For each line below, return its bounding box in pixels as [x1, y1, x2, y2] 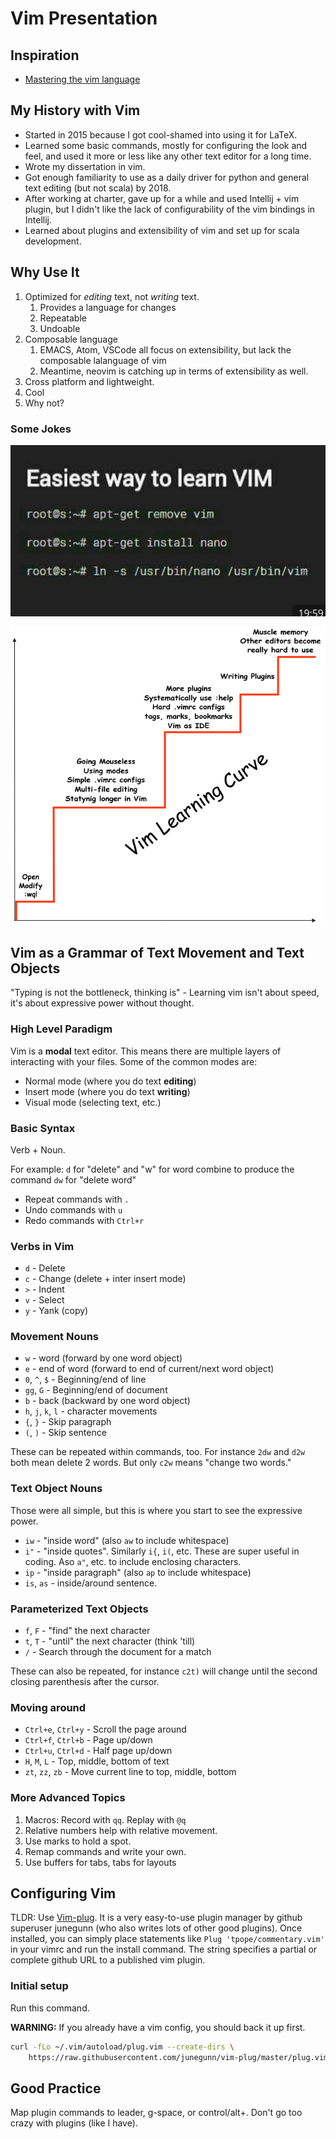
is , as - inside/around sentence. [24, 1577, 158, 1589]
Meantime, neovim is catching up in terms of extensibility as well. [39, 365, 309, 377]
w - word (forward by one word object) [24, 1352, 183, 1364]
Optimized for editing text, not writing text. [24, 290, 200, 302]
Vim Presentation [10, 7, 158, 30]
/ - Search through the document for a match [24, 1646, 212, 1658]
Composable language [24, 333, 118, 345]
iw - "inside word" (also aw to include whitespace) [24, 1534, 230, 1546]
